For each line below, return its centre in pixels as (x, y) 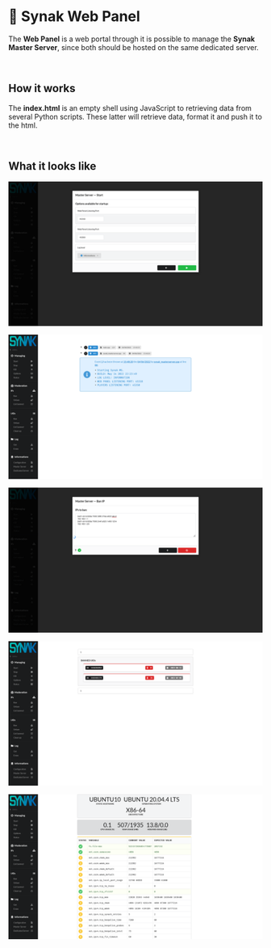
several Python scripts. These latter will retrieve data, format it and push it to (135, 116)
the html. (23, 125)
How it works (42, 88)
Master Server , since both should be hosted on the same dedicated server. (134, 47)
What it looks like (52, 166)
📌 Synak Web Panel (75, 17)
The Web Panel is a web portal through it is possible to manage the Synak (132, 39)
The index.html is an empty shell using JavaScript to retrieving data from (130, 107)
